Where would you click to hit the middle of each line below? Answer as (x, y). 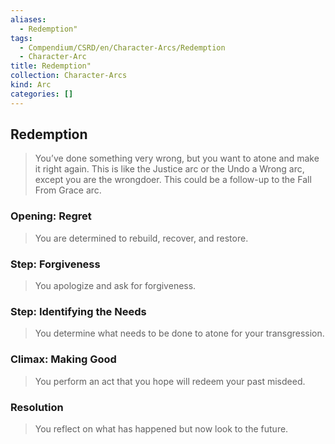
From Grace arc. (68, 190)
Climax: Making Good (63, 359)
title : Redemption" (51, 66)
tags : (21, 38)
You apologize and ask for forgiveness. (115, 286)
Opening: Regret (51, 216)
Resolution (37, 407)
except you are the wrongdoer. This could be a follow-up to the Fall (173, 180)
